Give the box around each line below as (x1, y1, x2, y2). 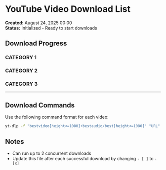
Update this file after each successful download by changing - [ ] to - (12, 155, 157, 161)
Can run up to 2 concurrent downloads (12, 150, 91, 156)
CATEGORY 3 (5, 80, 38, 87)
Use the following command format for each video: (5, 114, 109, 120)
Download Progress (5, 39, 67, 48)
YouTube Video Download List (5, 3, 131, 15)
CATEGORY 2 (5, 68, 38, 74)
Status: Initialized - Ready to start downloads (5, 25, 97, 31)
